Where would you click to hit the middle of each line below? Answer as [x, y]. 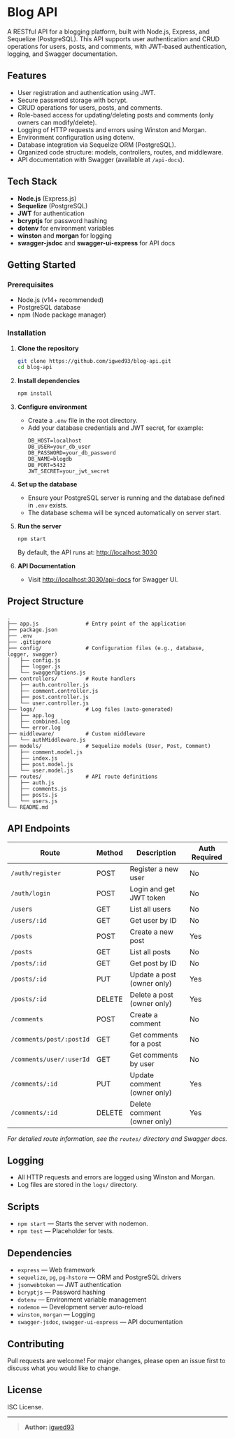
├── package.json [33, 630]
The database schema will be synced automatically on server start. [124, 513]
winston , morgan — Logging [56, 1314]
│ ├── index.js [33, 758]
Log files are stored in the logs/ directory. [78, 1185]
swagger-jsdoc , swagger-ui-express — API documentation [100, 1322]
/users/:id [29, 920]
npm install [35, 394]
